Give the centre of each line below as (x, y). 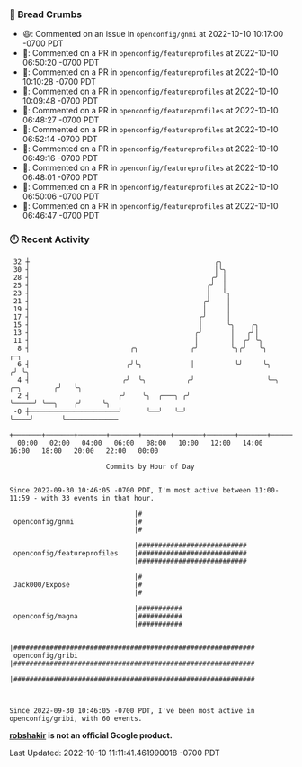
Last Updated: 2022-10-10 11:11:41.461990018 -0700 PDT (115, 753)
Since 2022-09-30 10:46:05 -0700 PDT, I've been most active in (132, 710)
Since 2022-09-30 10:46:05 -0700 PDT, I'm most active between (130, 490)
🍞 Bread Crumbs (46, 14)
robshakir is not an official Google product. (91, 735)
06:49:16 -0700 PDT (60, 158)
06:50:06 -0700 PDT (61, 196)
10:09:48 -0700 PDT (60, 101)
